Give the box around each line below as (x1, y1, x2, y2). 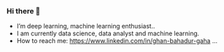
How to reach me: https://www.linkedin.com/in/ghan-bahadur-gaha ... (16, 37, 218, 45)
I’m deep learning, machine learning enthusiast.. (16, 22, 155, 31)
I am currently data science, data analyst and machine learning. (16, 29, 200, 37)
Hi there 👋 (6, 6, 41, 16)
